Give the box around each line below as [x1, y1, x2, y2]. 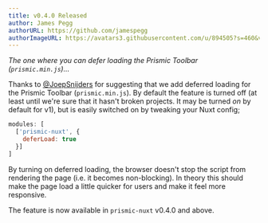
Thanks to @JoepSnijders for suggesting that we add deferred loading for [8, 80, 251, 89]
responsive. [8, 190, 47, 199]
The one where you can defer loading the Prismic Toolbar [8, 56, 198, 65]
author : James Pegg [8, 19, 73, 27]
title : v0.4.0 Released [8, 11, 88, 20]
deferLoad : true [22, 135, 77, 143]
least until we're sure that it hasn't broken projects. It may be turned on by [8, 96, 251, 106]
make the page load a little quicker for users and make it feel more [8, 181, 226, 191]
